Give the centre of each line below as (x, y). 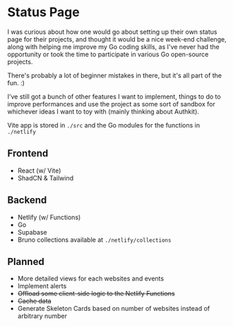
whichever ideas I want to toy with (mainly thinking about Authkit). (103, 111)
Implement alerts (42, 286)
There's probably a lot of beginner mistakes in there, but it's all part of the (115, 75)
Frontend (28, 153)
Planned (26, 261)
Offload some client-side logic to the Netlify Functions (96, 294)
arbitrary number (42, 316)
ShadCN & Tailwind (46, 178)
